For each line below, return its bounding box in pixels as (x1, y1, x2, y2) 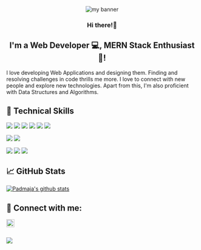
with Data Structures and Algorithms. (6, 88, 99, 95)
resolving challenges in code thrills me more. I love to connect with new (6, 75, 186, 83)
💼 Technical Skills (6, 106, 75, 117)
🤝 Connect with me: (6, 203, 82, 213)
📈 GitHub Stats (6, 166, 66, 176)
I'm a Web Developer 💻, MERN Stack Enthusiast (9, 40, 195, 51)
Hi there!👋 (87, 21, 117, 29)
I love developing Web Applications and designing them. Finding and (6, 69, 178, 76)
